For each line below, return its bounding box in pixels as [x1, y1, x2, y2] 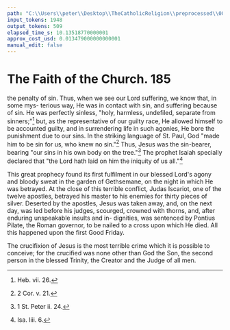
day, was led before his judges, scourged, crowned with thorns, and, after [7, 206, 216, 214]
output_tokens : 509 [7, 23, 63, 29]
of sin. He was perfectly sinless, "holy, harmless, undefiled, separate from [7, 108, 216, 116]
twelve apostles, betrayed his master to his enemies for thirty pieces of [7, 192, 207, 200]
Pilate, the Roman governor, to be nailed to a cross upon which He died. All [7, 220, 218, 229]
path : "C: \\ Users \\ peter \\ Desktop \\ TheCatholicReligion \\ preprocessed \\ [7, 10, 219, 17]
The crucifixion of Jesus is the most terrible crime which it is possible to [7, 241, 210, 250]
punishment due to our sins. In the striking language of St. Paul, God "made [7, 131, 220, 140]
